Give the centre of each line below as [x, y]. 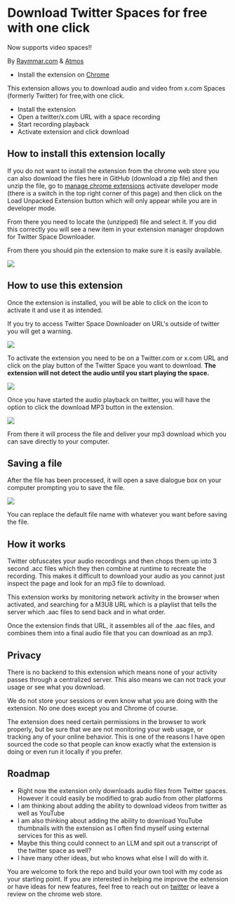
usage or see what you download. [56, 687]
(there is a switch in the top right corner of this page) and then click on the [115, 193]
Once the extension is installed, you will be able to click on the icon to [108, 302]
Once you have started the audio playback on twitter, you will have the [109, 399]
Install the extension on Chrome [63, 75]
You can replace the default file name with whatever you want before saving [117, 515]
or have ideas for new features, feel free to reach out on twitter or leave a [113, 886]
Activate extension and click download [73, 131]
